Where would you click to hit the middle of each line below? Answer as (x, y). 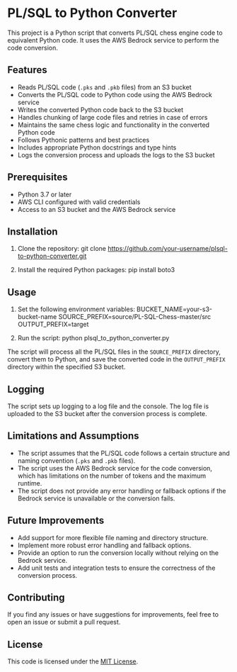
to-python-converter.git (52, 256)
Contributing (36, 598)
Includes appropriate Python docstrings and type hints (97, 147)
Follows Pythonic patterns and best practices (83, 140)
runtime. (30, 483)
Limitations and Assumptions (73, 436)
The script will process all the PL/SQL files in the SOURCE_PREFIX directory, (114, 352)
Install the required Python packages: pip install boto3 (96, 270)
